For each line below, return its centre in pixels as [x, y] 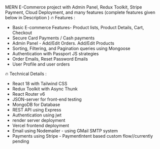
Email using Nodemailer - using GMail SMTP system [65, 131]
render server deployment [39, 120]
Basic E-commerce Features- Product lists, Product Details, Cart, [78, 27]
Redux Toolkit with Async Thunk [45, 89]
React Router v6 [29, 94]
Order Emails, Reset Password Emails [50, 59]
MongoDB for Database [36, 105]
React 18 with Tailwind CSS [40, 84]
